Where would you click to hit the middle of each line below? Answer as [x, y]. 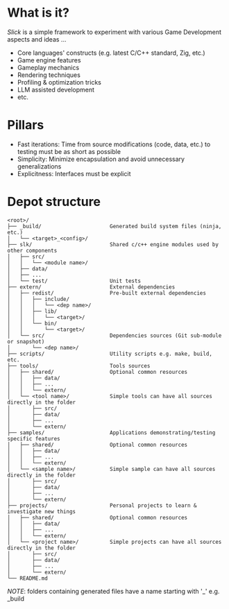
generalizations [39, 166]
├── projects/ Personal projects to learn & [102, 505]
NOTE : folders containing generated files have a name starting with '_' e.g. [113, 591]
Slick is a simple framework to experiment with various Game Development [114, 32]
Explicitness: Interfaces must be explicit [74, 173]
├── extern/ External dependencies [91, 287]
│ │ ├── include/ [39, 299]
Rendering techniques [49, 75]
